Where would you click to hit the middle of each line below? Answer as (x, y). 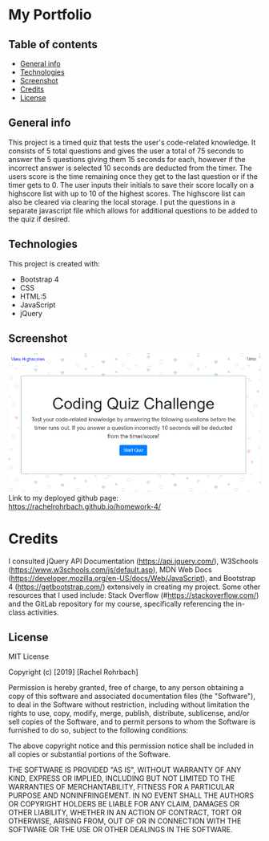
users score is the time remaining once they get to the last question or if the (133, 176)
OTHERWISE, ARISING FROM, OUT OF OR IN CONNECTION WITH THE (125, 821)
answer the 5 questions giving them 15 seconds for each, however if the (127, 159)
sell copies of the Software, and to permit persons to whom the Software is (132, 722)
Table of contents (53, 45)
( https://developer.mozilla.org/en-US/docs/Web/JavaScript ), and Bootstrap (132, 578)
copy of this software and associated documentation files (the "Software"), (132, 697)
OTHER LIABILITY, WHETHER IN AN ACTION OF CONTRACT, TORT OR (125, 813)
